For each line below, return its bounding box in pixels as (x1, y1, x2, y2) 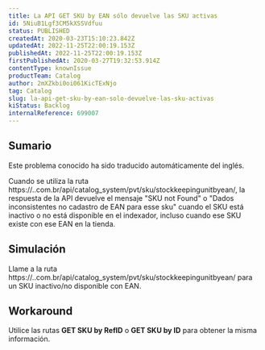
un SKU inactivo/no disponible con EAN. (8, 281, 142, 290)
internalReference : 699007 (8, 110, 99, 118)
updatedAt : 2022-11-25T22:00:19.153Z (8, 42, 135, 50)
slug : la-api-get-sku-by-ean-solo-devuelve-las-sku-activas (8, 94, 215, 102)
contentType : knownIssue (8, 65, 92, 73)
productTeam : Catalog (8, 72, 81, 80)
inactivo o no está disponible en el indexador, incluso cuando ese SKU (8, 210, 242, 220)
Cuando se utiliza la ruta (8, 176, 89, 185)
